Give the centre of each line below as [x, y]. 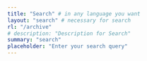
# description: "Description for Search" [69, 33]
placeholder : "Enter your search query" [68, 46]
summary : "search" [34, 40]
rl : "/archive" [30, 27]
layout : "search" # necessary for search [69, 20]
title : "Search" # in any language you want [74, 14]
